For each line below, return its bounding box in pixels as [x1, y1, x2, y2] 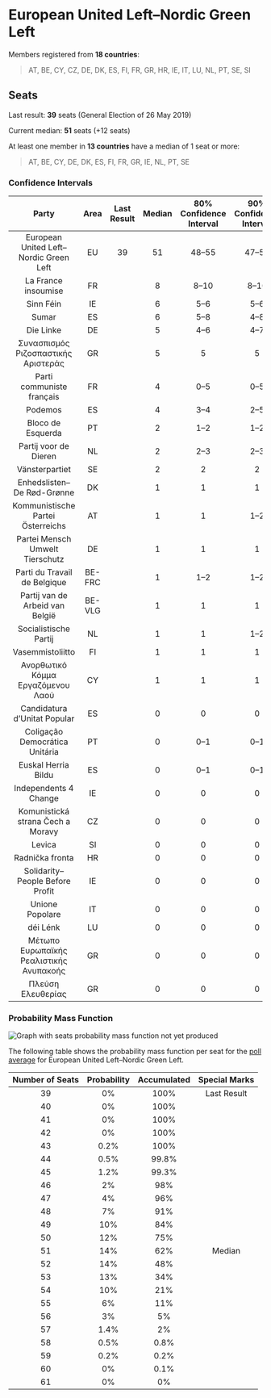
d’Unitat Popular [13, 713, 75, 724]
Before [45, 876, 71, 887]
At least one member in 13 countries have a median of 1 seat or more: [8, 141, 240, 151]
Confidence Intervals [8, 177, 93, 188]
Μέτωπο [27, 935, 60, 946]
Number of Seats [12, 1074, 79, 1086]
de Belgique [21, 577, 67, 588]
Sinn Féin [26, 299, 62, 310]
